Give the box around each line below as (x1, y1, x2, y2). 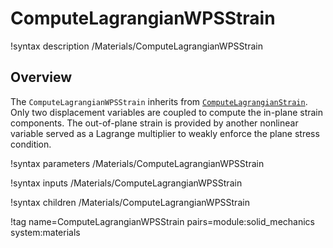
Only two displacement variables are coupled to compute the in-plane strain (10, 106, 324, 118)
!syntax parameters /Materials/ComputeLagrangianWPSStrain (10, 157, 265, 169)
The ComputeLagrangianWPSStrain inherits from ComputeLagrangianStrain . (10, 95, 308, 107)
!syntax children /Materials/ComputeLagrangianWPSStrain (10, 196, 250, 208)
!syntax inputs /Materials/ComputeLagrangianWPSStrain (10, 177, 243, 189)
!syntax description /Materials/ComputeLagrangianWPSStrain (10, 40, 263, 52)
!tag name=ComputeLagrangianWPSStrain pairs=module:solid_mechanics (10, 215, 315, 227)
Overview (10, 69, 73, 86)
